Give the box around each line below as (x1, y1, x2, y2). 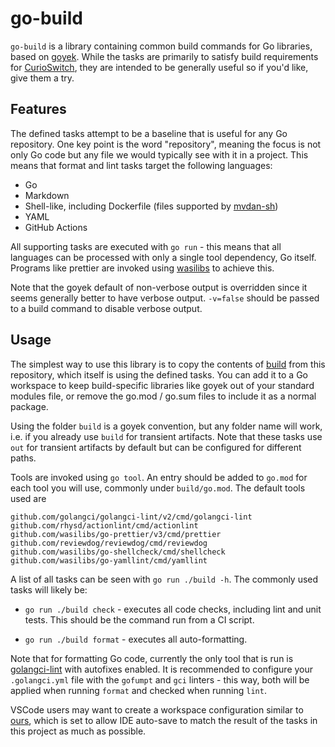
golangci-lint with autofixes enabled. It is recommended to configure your (10, 663, 314, 675)
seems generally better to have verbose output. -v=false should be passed (10, 292, 320, 304)
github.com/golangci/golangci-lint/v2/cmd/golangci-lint (10, 512, 253, 522)
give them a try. (10, 72, 75, 84)
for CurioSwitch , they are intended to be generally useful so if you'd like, (10, 61, 309, 73)
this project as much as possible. (10, 725, 147, 737)
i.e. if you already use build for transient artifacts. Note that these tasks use (10, 430, 323, 442)
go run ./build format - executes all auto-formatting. (24, 633, 248, 645)
